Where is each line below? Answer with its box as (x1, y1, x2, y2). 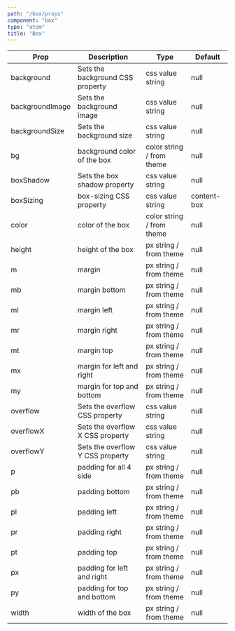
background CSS (77, 73, 134, 83)
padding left (77, 507, 117, 517)
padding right (77, 527, 122, 537)
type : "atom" (7, 23, 45, 30)
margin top (77, 345, 113, 355)
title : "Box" (7, 29, 45, 37)
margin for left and (77, 361, 138, 371)
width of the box (77, 608, 131, 618)
